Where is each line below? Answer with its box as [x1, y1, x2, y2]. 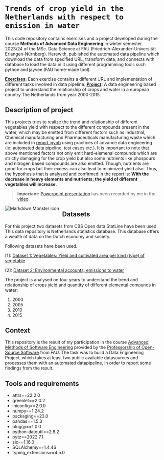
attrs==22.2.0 [12, 392, 41, 398]
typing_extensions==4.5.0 [12, 450, 65, 456]
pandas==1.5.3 [12, 418, 43, 424]
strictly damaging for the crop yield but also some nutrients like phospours [5, 155, 155, 161]
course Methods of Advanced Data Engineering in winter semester [5, 41, 142, 46]
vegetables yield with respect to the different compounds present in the [5, 124, 150, 130]
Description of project [5, 106, 73, 114]
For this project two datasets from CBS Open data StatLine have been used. [5, 223, 158, 229]
